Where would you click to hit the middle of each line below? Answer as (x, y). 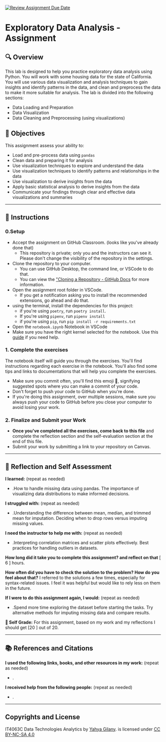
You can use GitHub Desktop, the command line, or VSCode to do (86, 269)
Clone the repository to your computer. (52, 263)
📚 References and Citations (49, 649)
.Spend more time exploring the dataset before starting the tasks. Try (83, 607)
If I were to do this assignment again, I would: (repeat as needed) (72, 598)
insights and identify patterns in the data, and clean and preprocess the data (83, 87)
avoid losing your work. (36, 407)
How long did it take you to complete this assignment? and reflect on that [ (83, 557)
